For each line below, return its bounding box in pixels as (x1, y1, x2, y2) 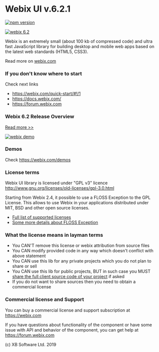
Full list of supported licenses (12, 214, 71, 220)
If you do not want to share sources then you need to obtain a (12, 279, 136, 285)
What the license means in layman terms (5, 232, 104, 239)
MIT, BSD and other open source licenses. (5, 205, 90, 211)
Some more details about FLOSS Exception (12, 220, 98, 226)
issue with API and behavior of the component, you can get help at (5, 327, 139, 333)
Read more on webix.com (5, 58, 56, 64)
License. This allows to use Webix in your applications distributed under (5, 200, 149, 206)
